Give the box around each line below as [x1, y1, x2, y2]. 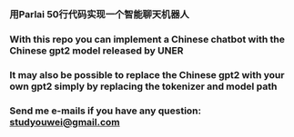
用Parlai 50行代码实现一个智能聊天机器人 [9, 7, 189, 20]
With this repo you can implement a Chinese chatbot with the [9, 33, 285, 45]
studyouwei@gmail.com [9, 115, 120, 128]
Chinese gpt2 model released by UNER [9, 44, 184, 56]
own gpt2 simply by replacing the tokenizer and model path [9, 80, 278, 93]
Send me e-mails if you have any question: [9, 104, 202, 117]
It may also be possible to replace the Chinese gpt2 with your [9, 68, 285, 81]
